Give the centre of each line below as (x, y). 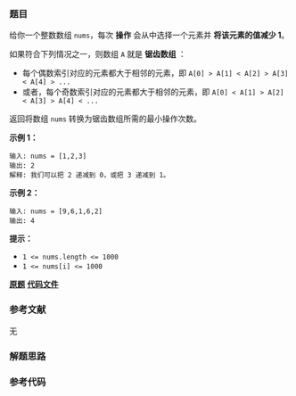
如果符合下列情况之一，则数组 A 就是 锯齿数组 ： (98, 54)
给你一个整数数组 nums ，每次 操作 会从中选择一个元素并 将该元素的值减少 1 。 (149, 35)
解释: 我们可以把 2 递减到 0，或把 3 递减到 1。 (90, 176)
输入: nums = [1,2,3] (48, 157)
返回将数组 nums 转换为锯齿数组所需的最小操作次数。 (106, 119)
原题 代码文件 (34, 285)
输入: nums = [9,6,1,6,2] (56, 211)
